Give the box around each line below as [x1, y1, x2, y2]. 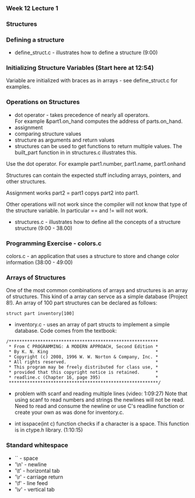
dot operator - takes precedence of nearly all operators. [14, 111, 150, 118]
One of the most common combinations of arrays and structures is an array [6, 287, 188, 294]
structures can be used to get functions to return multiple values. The [14, 142, 183, 149]
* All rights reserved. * [8, 359, 159, 365]
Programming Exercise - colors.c [6, 239, 102, 248]
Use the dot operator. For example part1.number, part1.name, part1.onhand [6, 160, 186, 167]
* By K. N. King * [8, 349, 159, 355]
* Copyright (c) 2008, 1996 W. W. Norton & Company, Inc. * [8, 354, 159, 360]
